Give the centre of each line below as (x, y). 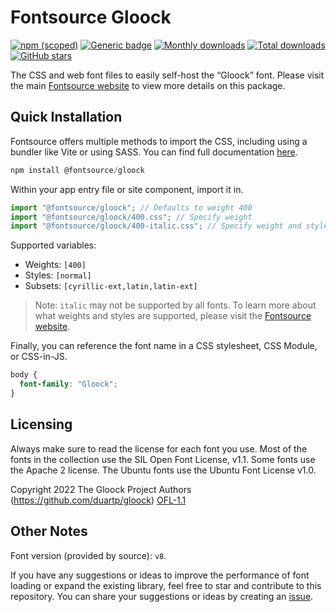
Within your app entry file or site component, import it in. (127, 189)
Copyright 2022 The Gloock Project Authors (101, 489)
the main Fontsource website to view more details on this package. (148, 85)
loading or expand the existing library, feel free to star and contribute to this (166, 585)
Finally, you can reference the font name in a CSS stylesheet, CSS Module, (164, 346)
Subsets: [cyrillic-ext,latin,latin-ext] (111, 286)
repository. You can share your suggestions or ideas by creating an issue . (162, 596)
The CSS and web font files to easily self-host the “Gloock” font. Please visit (167, 75)
